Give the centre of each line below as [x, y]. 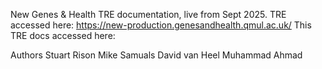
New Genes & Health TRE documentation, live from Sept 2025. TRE [148, 14]
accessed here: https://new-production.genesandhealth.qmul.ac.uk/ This [161, 25]
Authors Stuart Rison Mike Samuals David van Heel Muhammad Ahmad [156, 55]
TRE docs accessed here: [63, 35]
